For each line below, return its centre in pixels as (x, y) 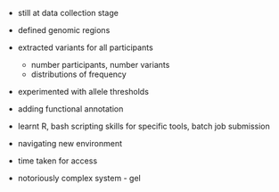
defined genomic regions (64, 30)
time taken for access (57, 161)
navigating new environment (70, 143)
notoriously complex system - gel (79, 178)
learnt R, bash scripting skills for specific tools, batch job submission (144, 126)
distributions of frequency (78, 74)
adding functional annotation (70, 109)
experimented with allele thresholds (83, 92)
